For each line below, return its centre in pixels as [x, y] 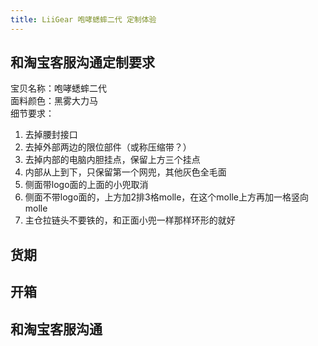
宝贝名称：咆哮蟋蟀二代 [58, 88]
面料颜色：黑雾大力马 [54, 101]
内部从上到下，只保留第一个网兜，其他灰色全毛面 [125, 172]
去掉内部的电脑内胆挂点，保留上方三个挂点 [112, 160]
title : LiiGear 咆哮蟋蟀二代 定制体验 [83, 19]
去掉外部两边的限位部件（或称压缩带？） [108, 147]
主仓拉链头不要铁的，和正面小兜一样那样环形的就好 [130, 220]
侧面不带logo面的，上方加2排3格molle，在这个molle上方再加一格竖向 [166, 197]
